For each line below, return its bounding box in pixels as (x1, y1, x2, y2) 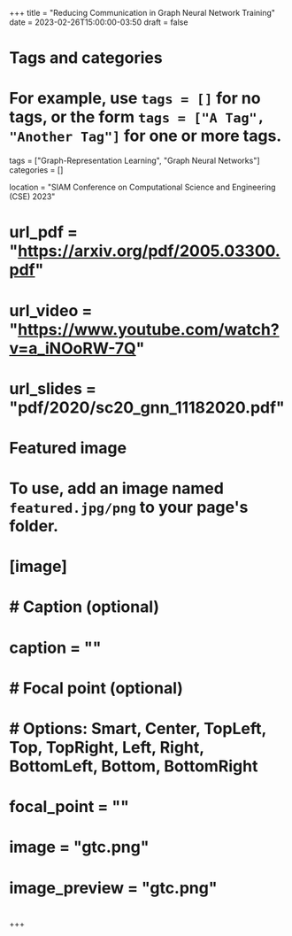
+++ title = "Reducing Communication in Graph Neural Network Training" (9, 8, 276, 18)
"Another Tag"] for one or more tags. (9, 126, 282, 146)
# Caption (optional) (9, 597, 160, 617)
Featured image (9, 437, 127, 458)
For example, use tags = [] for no (9, 89, 261, 109)
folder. (9, 516, 59, 537)
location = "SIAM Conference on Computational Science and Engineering (9, 182, 276, 193)
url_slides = (9, 378, 97, 398)
